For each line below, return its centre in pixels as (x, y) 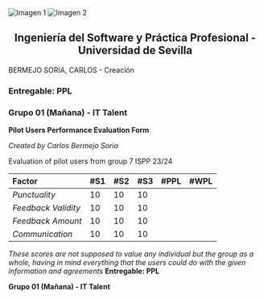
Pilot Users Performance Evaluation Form (79, 130)
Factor (25, 181)
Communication (43, 235)
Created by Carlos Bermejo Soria (64, 146)
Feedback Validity (46, 208)
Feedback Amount (47, 221)
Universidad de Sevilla (135, 50)
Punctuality (34, 195)
